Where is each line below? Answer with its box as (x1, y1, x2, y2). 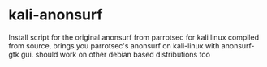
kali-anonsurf (8, 6, 103, 24)
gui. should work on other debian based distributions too (20, 49, 211, 59)
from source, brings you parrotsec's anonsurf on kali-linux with (8, 40, 220, 50)
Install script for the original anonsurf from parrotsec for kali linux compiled (8, 32, 260, 42)
